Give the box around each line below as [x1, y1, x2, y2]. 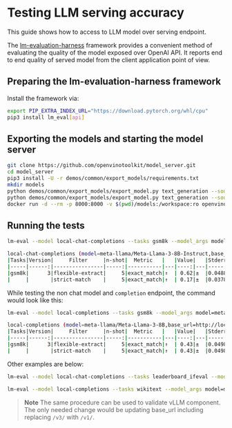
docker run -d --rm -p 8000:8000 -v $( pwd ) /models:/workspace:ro [7, 200, 199, 208]
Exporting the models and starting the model [7, 133, 204, 144]
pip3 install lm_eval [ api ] [7, 114, 85, 121]
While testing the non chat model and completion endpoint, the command [7, 289, 215, 297]
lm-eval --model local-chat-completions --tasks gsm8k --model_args [7, 238, 209, 245]
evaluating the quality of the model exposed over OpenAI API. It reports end [7, 48, 223, 57]
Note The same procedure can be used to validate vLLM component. [23, 398, 221, 407]
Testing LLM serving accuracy [7, 5, 184, 21]
